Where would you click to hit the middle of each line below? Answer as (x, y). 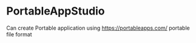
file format (19, 34)
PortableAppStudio (56, 11)
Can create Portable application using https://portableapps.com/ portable (98, 28)
